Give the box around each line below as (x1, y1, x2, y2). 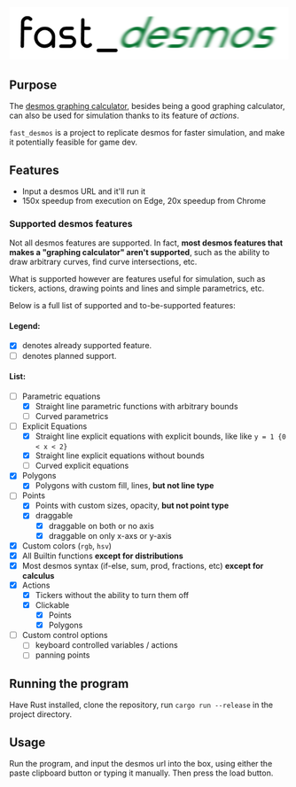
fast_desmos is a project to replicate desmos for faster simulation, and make (9, 128, 285, 138)
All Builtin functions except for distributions (21, 550, 183, 561)
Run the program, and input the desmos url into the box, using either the (9, 758, 273, 768)
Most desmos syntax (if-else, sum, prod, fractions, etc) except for (21, 560, 264, 571)
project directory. (9, 709, 73, 720)
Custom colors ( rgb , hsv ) (21, 540, 113, 551)
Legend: (9, 320, 41, 331)
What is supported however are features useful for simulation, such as (9, 274, 266, 284)
